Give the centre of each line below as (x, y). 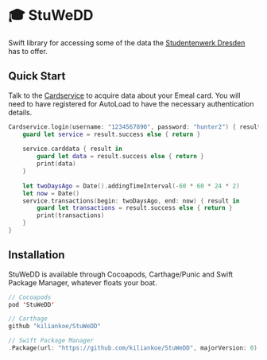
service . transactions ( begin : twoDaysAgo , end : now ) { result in (131, 201)
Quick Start (37, 76)
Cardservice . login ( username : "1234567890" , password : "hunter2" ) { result (135, 127)
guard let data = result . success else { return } (120, 157)
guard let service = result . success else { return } (112, 134)
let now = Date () (51, 193)
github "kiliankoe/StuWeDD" (55, 327)
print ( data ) (57, 164)
